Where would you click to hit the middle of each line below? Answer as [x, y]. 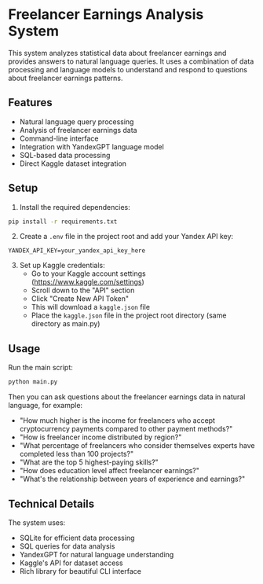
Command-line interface [59, 138]
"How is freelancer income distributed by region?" [100, 437]
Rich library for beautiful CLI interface [80, 571]
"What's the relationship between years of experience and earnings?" [132, 479]
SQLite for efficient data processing [77, 538]
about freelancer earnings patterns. [66, 78]
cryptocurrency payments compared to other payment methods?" [126, 429]
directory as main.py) [66, 324]
